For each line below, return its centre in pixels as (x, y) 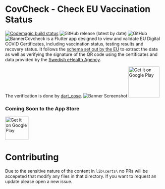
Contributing (32, 157)
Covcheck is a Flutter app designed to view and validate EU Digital (92, 39)
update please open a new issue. (39, 182)
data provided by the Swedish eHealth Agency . (53, 59)
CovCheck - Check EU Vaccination (78, 9)
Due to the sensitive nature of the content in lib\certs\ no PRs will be (77, 171)
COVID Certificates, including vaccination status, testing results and (74, 44)
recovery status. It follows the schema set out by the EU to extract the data (82, 49)
